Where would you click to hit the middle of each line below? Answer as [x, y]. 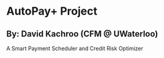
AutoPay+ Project [52, 11]
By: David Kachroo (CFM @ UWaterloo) [82, 34]
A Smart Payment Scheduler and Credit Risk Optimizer [75, 48]
